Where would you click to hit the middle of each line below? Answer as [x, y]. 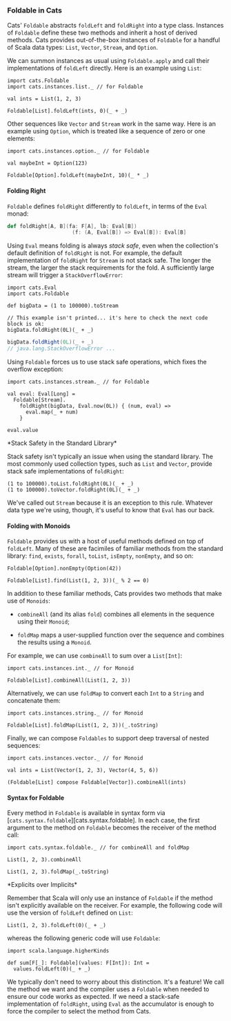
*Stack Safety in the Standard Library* [62, 443]
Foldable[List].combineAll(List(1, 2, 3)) [69, 681]
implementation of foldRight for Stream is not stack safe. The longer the [109, 261]
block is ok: [26, 324]
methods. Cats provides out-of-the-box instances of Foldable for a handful [114, 40]
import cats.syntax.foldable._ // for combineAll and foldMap [98, 848]
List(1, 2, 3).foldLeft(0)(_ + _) [57, 926]
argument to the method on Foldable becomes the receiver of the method [112, 827]
